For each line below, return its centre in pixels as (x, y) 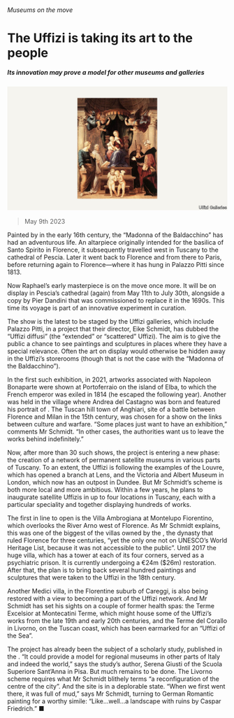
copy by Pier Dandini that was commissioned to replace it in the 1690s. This (116, 301)
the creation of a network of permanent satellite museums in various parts (114, 460)
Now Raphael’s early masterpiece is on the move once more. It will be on (112, 286)
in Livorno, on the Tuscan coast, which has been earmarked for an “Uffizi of (116, 629)
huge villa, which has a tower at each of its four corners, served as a (106, 555)
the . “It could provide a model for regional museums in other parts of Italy (114, 656)
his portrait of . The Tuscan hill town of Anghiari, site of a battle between (111, 410)
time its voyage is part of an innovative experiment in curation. (97, 308)
